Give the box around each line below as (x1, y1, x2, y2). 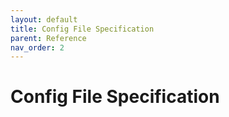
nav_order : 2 (10, 42, 65, 53)
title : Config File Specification (10, 24, 155, 34)
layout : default (10, 14, 78, 25)
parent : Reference (10, 33, 87, 43)
